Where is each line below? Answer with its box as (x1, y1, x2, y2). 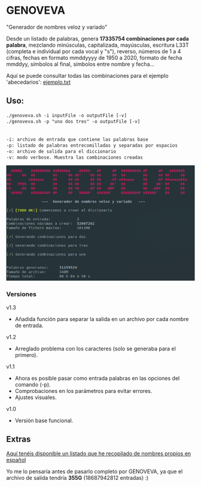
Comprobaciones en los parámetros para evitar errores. (14, 387, 153, 394)
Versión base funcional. (14, 417, 74, 424)
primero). (14, 351, 38, 358)
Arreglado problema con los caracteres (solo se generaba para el (14, 345, 176, 352)
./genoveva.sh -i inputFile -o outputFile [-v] (6, 112, 127, 119)
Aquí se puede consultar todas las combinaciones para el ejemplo (6, 72, 169, 79)
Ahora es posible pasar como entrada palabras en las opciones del (14, 374, 180, 382)
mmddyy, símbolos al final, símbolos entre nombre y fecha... (6, 61, 155, 68)
